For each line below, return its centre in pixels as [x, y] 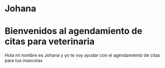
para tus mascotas [24, 61]
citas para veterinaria [50, 42]
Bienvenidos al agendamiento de [74, 31]
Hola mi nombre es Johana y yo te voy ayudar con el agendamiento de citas [82, 55]
